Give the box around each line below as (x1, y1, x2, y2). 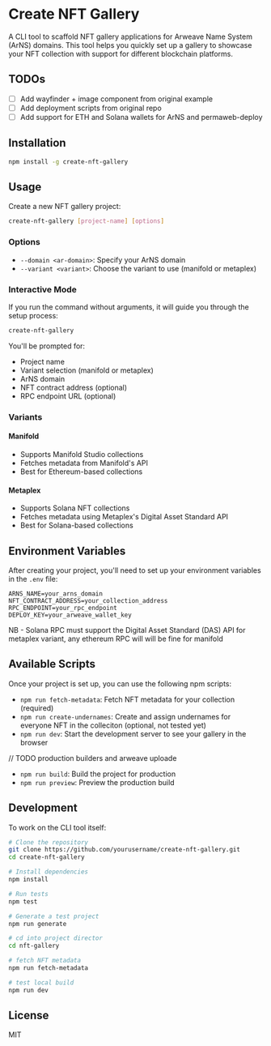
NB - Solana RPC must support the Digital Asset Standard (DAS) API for (8, 625, 246, 634)
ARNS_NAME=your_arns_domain (8, 589, 104, 598)
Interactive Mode (8, 284, 77, 295)
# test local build (8, 978, 74, 987)
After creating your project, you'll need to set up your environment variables (8, 565, 261, 575)
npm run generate (8, 920, 67, 928)
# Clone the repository (8, 838, 89, 847)
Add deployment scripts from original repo (19, 103, 162, 113)
